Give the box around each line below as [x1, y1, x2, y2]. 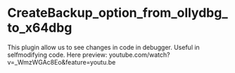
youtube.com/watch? [108, 51, 170, 59]
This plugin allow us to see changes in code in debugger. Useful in [7, 43, 201, 51]
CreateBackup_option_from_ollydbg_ [7, 5, 229, 21]
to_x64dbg [7, 20, 72, 36]
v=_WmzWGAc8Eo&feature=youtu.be [7, 58, 116, 66]
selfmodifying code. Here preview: [7, 51, 108, 59]
